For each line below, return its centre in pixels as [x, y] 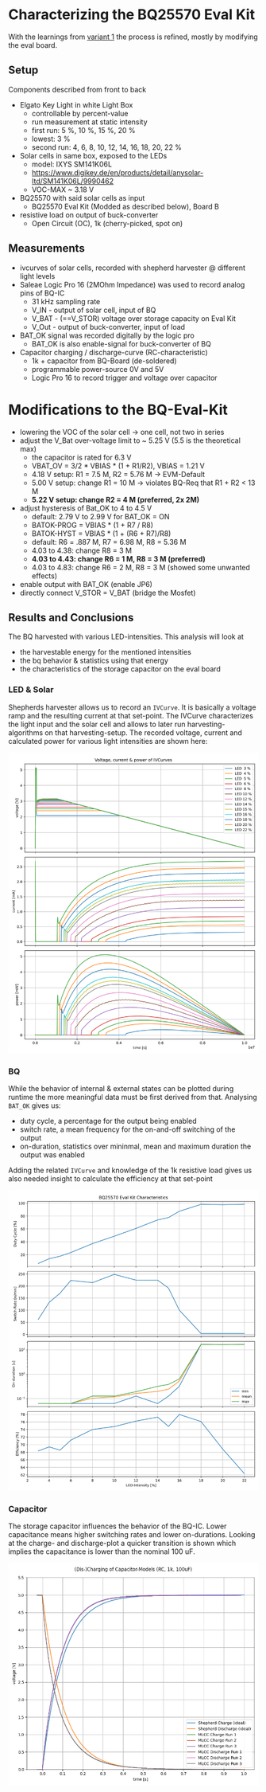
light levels [37, 276]
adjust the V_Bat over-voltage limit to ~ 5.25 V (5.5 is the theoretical [130, 440]
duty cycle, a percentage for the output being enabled [108, 1121]
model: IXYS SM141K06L [72, 164]
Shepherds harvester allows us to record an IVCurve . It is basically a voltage [132, 707]
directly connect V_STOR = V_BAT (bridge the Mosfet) [108, 593]
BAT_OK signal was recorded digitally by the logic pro [107, 335]
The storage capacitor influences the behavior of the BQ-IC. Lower [118, 1526]
